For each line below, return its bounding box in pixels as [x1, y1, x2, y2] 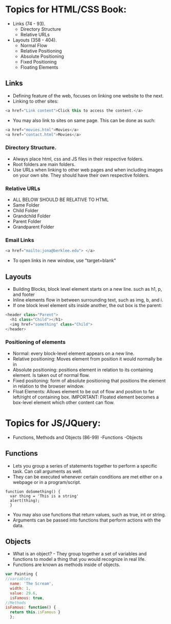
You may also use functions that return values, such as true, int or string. [12, 511, 166, 517]
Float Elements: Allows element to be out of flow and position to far [12, 388, 155, 394]
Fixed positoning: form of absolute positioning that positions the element [12, 377, 166, 384]
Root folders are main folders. [12, 161, 76, 167]
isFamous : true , [10, 595, 45, 600]
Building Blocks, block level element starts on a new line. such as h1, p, [12, 286, 162, 292]
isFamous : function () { [5, 605, 56, 610]
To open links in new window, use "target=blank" [12, 257, 116, 264]
